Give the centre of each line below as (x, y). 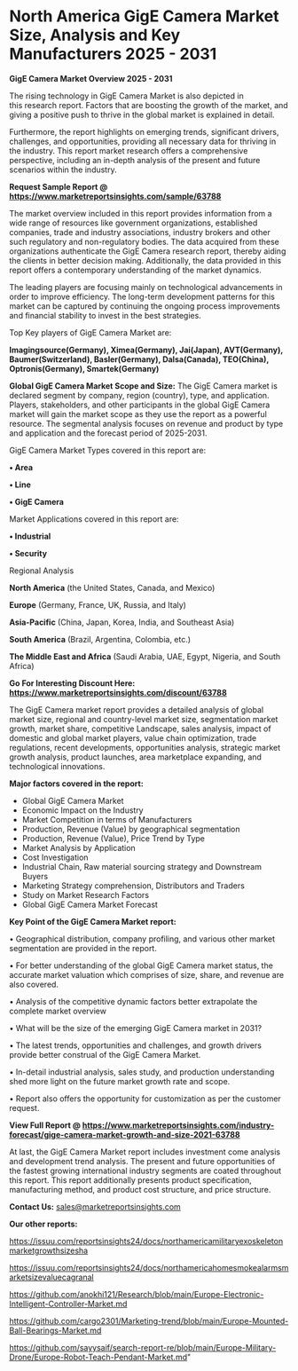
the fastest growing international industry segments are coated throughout (145, 1170)
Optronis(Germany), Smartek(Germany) (84, 368)
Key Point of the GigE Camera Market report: (93, 921)
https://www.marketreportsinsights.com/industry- (178, 1125)
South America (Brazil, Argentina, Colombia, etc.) (100, 639)
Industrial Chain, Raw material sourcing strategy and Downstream (141, 866)
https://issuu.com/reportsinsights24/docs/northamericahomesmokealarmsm (149, 1267)
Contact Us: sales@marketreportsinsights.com (95, 1206)
